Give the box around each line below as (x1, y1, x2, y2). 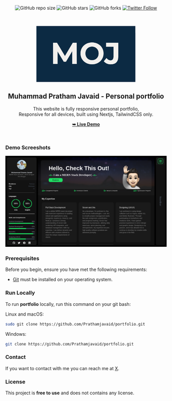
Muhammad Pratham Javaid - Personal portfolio (8, 92, 164, 101)
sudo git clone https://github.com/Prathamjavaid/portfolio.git (5, 321, 145, 326)
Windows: (5, 331, 27, 337)
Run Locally (5, 289, 35, 297)
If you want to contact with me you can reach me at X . (5, 365, 119, 371)
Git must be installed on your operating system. (12, 277, 113, 283)
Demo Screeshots (5, 144, 51, 151)
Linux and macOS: (5, 311, 44, 317)
